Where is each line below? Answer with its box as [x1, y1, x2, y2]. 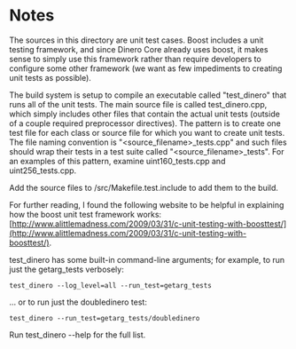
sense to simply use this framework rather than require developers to [9, 53, 261, 64]
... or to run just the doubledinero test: [9, 297, 148, 307]
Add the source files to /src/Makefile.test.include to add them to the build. [9, 182, 279, 193]
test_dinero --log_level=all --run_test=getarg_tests [9, 281, 213, 290]
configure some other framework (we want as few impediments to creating [9, 63, 283, 74]
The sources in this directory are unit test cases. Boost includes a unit [9, 35, 264, 45]
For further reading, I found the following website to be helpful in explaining [9, 199, 284, 210]
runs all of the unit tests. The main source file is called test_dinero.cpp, [9, 99, 268, 109]
